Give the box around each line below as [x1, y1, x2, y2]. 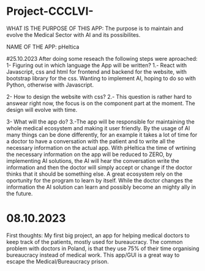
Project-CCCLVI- [6, 4, 94, 18]
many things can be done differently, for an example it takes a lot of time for [6, 131, 198, 138]
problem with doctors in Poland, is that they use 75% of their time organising [6, 245, 199, 252]
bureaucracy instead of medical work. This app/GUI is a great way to [6, 251, 180, 259]
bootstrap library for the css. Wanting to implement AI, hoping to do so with [6, 74, 196, 82]
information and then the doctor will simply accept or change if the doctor [6, 163, 193, 171]
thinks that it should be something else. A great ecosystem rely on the [6, 170, 182, 178]
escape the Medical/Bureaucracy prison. [6, 257, 109, 265]
